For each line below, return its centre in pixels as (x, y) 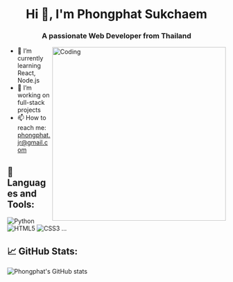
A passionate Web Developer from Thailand (116, 36)
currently (30, 58)
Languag (27, 182)
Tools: (21, 204)
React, (26, 73)
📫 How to (32, 118)
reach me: (32, 128)
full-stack (31, 103)
